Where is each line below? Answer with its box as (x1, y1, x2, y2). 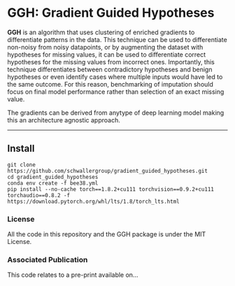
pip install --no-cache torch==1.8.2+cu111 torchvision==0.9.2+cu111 (7, 185, 215, 193)
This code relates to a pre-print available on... (7, 271, 138, 279)
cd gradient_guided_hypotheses (7, 173, 99, 180)
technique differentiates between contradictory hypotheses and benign (7, 65, 213, 73)
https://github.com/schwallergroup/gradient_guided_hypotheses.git (7, 167, 208, 174)
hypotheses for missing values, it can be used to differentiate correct (7, 50, 206, 59)
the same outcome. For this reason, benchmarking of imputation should (7, 80, 213, 88)
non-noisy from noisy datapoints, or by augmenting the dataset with (7, 43, 204, 51)
